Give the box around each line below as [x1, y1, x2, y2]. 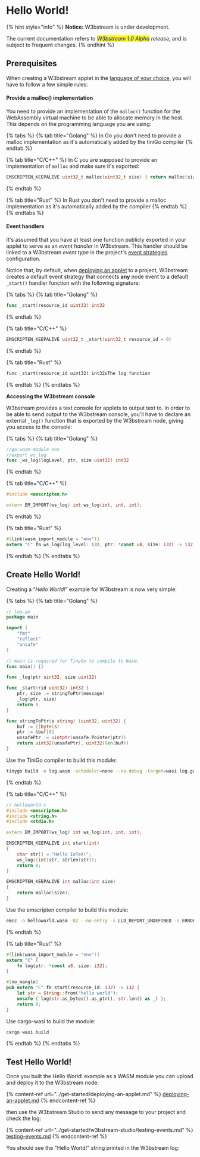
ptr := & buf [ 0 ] [17, 729, 55, 735]
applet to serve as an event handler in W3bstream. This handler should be [6, 242, 188, 250]
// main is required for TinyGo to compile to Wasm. [6, 658, 140, 664]
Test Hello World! [6, 1057, 72, 1067]
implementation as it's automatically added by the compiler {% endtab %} [6, 202, 187, 210]
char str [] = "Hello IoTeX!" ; [17, 851, 92, 857]
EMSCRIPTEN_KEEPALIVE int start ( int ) [6, 840, 100, 847]
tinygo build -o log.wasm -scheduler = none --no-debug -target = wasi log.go [6, 768, 196, 774]
